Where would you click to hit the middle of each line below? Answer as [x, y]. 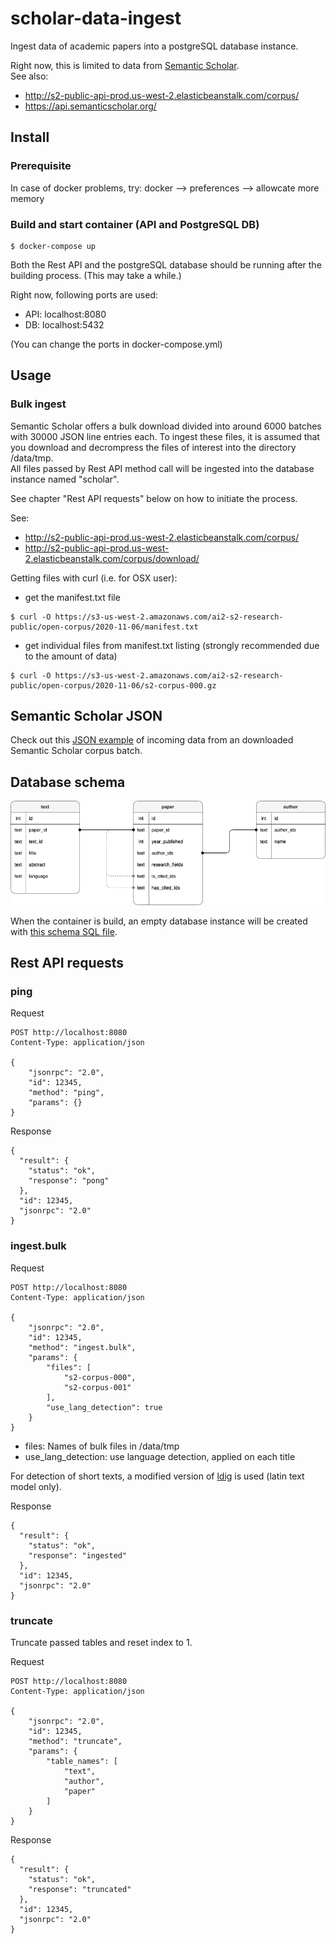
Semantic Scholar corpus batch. [76, 751]
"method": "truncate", [75, 1741]
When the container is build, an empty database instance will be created [159, 921]
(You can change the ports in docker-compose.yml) [116, 344]
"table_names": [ [82, 1761]
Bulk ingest [38, 404]
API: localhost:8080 [65, 314]
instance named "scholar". [65, 479]
